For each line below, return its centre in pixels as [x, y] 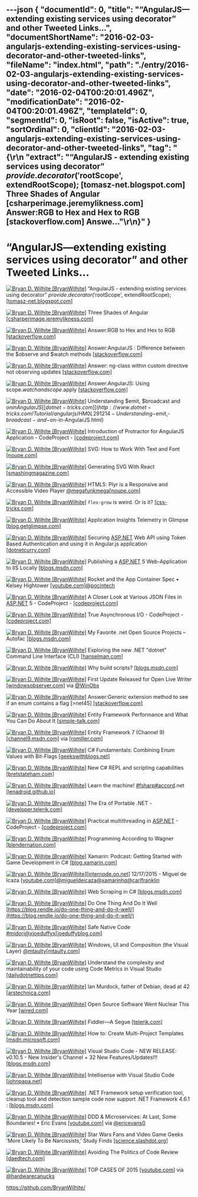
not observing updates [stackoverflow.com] [59, 372]
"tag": [160, 148]
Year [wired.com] [27, 1010]
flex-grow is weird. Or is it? [120, 502]
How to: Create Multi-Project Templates [136, 1034]
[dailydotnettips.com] [32, 975]
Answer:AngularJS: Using [118, 384]
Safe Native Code [109, 927]
